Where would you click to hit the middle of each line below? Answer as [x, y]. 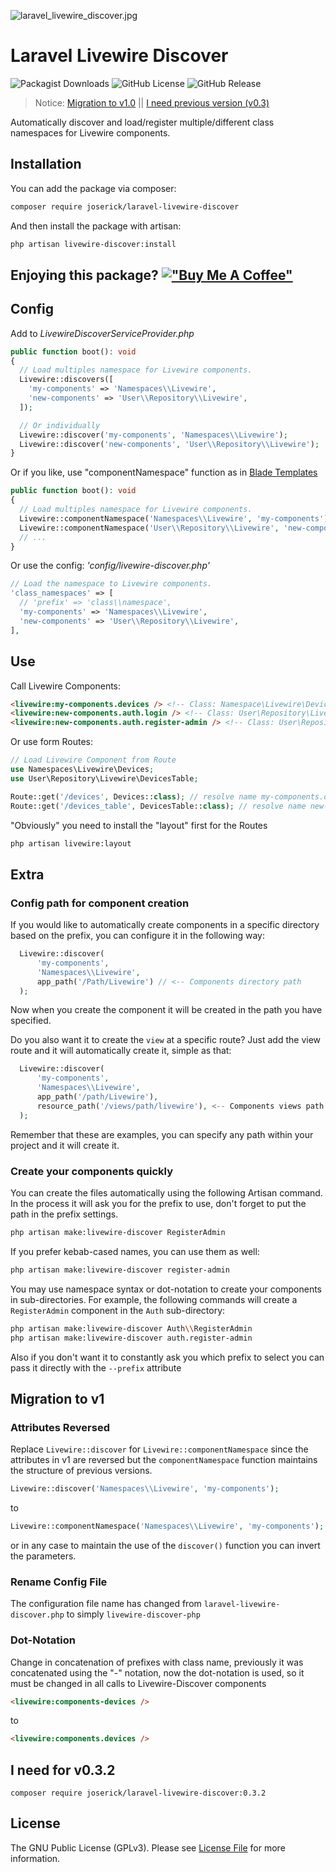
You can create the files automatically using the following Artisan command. [166, 1193]
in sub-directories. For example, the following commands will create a [154, 1299]
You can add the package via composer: [93, 188]
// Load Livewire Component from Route [93, 760]
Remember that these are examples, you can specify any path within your [162, 1134]
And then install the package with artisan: [96, 226]
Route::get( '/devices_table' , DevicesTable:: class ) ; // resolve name [158, 806]
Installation [46, 164]
